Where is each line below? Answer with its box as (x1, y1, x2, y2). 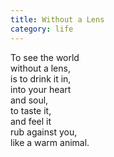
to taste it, (10, 104, 52, 116)
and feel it (10, 115, 52, 127)
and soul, (10, 94, 49, 106)
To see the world (10, 51, 80, 63)
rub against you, (10, 126, 78, 138)
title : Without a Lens (10, 14, 105, 25)
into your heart (10, 83, 72, 95)
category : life (10, 24, 74, 34)
